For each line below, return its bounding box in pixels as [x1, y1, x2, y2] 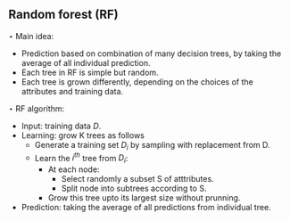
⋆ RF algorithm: [8, 102, 65, 114]
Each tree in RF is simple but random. [21, 67, 159, 78]
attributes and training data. [21, 86, 124, 96]
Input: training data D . [21, 120, 102, 131]
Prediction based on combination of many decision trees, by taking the [21, 48, 282, 59]
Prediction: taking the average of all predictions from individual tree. [21, 202, 271, 213]
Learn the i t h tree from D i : [34, 151, 128, 166]
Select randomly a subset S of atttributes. [61, 174, 215, 184]
